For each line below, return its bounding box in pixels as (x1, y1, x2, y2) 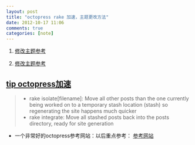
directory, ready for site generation (29, 120, 114, 127)
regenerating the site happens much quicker (29, 107, 137, 114)
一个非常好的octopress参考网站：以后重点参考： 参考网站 (14, 132, 154, 139)
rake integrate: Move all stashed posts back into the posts (29, 113, 169, 121)
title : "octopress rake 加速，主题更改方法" (6, 14, 109, 20)
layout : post (6, 8, 38, 15)
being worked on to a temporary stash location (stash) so (29, 101, 169, 108)
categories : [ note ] (6, 31, 54, 37)
